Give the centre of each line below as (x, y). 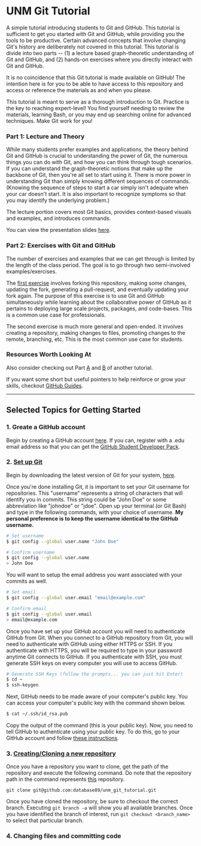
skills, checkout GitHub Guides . (45, 385)
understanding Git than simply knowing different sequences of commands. (98, 182)
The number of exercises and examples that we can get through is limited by (100, 258)
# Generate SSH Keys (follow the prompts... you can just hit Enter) (95, 674)
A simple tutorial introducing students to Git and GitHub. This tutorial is (93, 28)
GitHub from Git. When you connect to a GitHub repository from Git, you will (100, 637)
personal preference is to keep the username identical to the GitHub (92, 518)
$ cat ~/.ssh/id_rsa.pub (37, 714)
